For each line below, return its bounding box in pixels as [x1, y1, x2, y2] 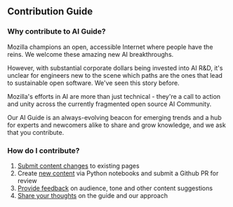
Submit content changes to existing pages [17, 161, 140, 170]
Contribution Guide [7, 6, 93, 18]
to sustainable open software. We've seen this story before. [7, 79, 180, 87]
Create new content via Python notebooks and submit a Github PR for [17, 168, 219, 178]
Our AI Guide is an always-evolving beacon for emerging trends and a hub [7, 113, 222, 121]
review [17, 176, 37, 185]
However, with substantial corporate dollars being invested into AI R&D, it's [7, 63, 223, 72]
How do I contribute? [7, 145, 80, 155]
